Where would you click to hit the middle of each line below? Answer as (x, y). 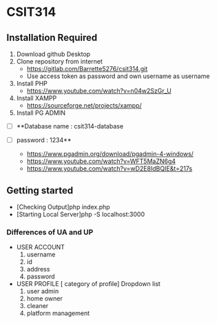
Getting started (40, 190)
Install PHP (32, 83)
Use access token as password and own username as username (118, 76)
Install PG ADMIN (41, 113)
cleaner (38, 306)
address (38, 269)
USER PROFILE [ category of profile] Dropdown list (89, 284)
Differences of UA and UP (50, 232)
